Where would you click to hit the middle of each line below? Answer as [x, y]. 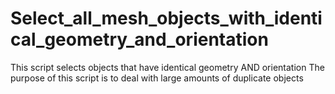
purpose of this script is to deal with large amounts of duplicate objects [157, 78]
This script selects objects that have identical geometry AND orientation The [167, 67]
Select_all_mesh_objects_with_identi [166, 18]
